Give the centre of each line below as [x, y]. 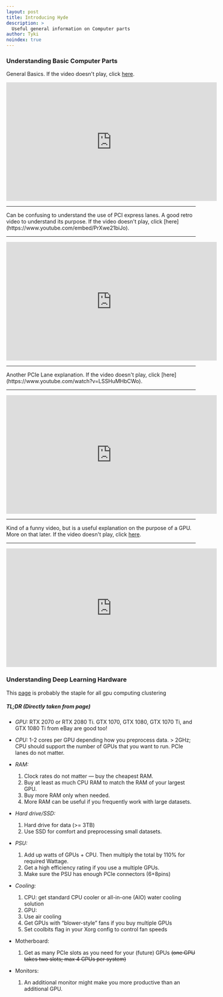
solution [34, 904]
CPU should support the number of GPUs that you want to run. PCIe [99, 746]
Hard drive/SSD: [35, 813]
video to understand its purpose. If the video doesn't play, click [84, 222]
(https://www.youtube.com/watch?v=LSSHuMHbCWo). [75, 381]
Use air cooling [43, 916]
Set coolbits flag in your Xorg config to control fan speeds [96, 929]
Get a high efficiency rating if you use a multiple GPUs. [92, 867]
